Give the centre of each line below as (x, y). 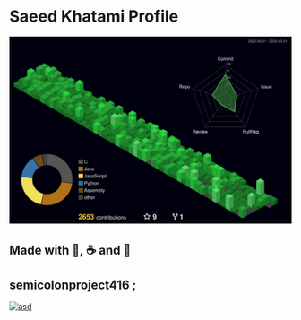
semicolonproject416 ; (73, 285)
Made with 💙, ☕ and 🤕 (70, 250)
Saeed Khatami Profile (94, 17)
